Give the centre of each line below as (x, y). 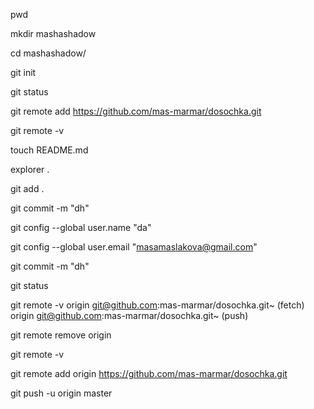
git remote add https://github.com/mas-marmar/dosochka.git (136, 111)
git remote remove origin (61, 335)
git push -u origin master (61, 393)
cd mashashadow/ (48, 53)
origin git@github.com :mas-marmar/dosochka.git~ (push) (129, 315)
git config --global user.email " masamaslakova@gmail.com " (134, 247)
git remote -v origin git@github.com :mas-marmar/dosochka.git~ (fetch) (157, 305)
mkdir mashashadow (53, 33)
